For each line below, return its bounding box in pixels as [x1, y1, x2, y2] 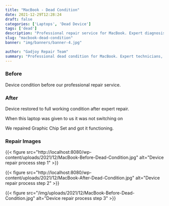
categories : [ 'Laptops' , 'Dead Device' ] [5, 21, 92, 27]
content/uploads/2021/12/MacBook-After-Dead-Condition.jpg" [5, 175, 135, 181]
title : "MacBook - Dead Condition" [5, 7, 80, 13]
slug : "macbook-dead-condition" [5, 36, 73, 41]
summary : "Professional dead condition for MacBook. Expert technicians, [5, 54, 163, 59]
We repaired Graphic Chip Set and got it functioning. [5, 125, 114, 131]
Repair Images [5, 138, 41, 145]
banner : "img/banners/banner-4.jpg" [5, 40, 82, 45]
